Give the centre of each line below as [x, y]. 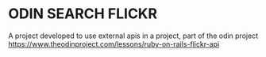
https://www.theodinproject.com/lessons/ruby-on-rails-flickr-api [114, 44]
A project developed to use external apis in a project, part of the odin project [133, 36]
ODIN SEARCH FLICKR [83, 14]
